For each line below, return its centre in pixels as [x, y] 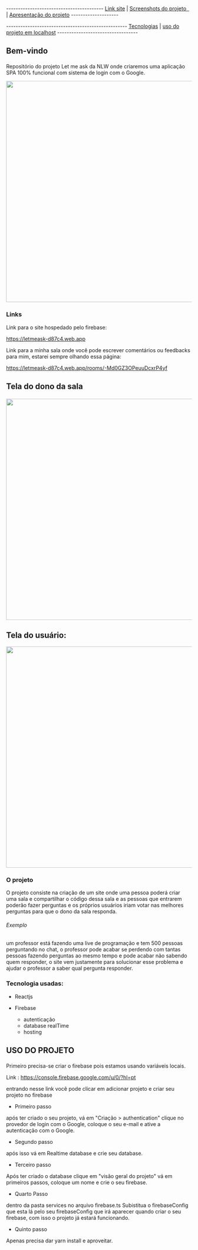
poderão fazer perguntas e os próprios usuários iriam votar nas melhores [95, 905]
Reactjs [24, 996]
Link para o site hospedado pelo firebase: [57, 327]
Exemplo [17, 925]
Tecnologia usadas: [35, 983]
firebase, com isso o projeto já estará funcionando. [68, 1218]
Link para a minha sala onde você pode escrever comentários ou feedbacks [98, 350]
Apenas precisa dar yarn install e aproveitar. [60, 1241]
